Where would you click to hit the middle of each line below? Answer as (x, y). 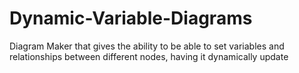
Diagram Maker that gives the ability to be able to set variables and (147, 46)
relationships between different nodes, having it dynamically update (149, 56)
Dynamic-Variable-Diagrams (131, 18)
